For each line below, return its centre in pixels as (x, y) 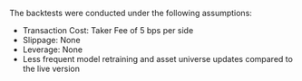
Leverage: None (53, 49)
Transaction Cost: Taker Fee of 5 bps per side (108, 30)
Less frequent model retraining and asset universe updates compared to (157, 59)
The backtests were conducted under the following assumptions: (131, 13)
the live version (51, 68)
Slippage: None (51, 40)
